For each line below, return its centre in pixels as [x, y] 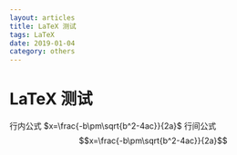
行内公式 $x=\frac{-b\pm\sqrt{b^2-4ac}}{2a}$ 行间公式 [113, 126]
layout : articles [42, 18]
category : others [42, 52]
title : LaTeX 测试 [43, 26]
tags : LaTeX [32, 34]
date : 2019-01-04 [42, 43]
